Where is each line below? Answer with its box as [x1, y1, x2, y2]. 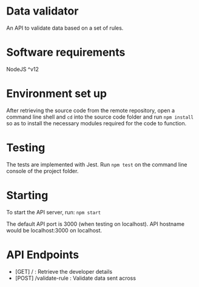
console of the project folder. [6, 167, 79, 174]
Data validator [6, 4, 79, 18]
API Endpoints [6, 248, 79, 262]
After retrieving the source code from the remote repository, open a [6, 107, 175, 114]
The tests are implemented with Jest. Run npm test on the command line [6, 160, 187, 168]
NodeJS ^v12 [6, 65, 39, 73]
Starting [6, 188, 49, 202]
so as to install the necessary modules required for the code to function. [6, 119, 187, 127]
